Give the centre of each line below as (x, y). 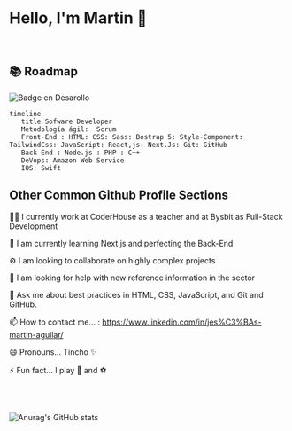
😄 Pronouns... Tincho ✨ (53, 352)
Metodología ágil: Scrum (69, 129)
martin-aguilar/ (36, 334)
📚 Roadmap (43, 71)
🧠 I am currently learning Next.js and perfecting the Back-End (121, 243)
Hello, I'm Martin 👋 (78, 18)
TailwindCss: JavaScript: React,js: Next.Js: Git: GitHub (118, 145)
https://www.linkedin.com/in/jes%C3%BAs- (181, 322)
